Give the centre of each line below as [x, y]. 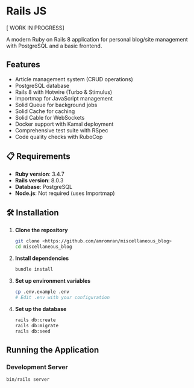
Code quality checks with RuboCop [59, 137]
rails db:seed [33, 331]
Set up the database [41, 309]
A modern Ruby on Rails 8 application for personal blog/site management [97, 39]
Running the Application [53, 350]
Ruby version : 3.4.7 [39, 174]
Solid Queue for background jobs [56, 105]
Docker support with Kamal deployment [64, 124]
